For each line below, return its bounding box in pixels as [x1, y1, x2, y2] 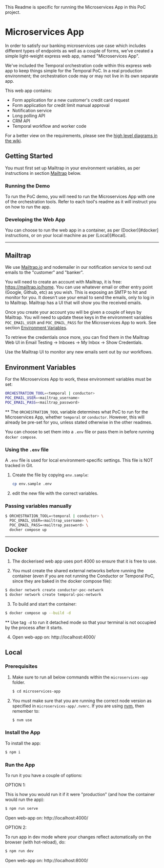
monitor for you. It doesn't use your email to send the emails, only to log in [5, 295, 155, 301]
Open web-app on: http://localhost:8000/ [5, 857, 88, 863]
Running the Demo [5, 182, 50, 189]
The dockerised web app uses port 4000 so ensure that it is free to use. [12, 558, 157, 564]
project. [5, 9, 21, 15]
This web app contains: [5, 88, 52, 94]
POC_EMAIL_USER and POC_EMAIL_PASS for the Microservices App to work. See [5, 320, 157, 326]
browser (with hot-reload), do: [5, 839, 66, 845]
